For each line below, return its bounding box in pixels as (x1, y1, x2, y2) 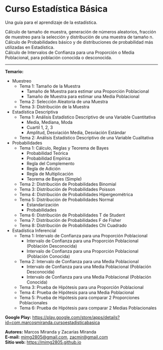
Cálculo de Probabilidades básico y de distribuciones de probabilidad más (5, 39, 154, 45)
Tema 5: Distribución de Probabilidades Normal (19, 197, 114, 202)
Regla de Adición (26, 166, 61, 171)
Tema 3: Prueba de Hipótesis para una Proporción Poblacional (19, 284, 144, 290)
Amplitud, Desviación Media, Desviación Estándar (26, 130, 126, 135)
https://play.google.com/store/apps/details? (32, 314, 120, 320)
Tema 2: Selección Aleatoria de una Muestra (19, 99, 108, 104)
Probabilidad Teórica (26, 150, 68, 156)
